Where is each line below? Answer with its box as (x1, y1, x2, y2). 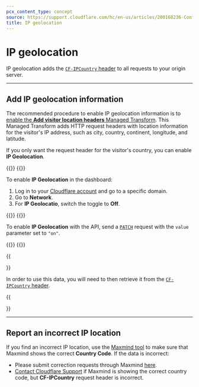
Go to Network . (14, 194, 53, 201)
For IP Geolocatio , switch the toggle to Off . (14, 200, 120, 207)
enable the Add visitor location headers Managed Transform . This (6, 117, 169, 124)
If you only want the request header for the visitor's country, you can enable (6, 147, 192, 154)
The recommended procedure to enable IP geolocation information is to (6, 110, 181, 117)
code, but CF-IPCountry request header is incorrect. (14, 374, 144, 381)
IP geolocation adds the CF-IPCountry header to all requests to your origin (6, 65, 186, 72)
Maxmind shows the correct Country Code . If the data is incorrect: (6, 350, 169, 357)
